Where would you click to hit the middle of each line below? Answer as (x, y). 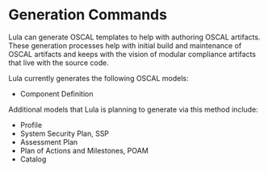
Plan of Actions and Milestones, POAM (84, 150)
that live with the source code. (59, 63)
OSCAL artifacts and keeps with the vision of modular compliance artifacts (132, 54)
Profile (31, 125)
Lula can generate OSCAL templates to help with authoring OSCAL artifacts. (134, 37)
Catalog (33, 159)
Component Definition (57, 93)
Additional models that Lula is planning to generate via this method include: (133, 109)
